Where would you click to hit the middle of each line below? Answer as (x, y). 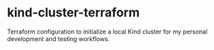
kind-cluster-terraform (73, 13)
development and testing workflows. (58, 38)
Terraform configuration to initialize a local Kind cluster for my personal (107, 32)
